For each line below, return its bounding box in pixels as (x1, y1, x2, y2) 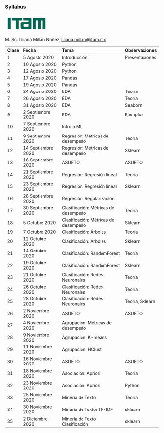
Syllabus (5, 3, 26, 10)
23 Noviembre (23, 380, 52, 386)
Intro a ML (62, 123, 83, 129)
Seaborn (125, 102, 143, 108)
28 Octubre (23, 296, 46, 302)
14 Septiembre (23, 145, 54, 151)
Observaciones (125, 47, 157, 53)
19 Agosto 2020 (23, 82, 57, 88)
